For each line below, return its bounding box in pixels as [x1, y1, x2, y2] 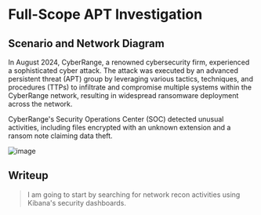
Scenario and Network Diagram [8, 37, 165, 50]
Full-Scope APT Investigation [8, 5, 203, 24]
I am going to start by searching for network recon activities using [27, 190, 241, 199]
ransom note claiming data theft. [8, 131, 113, 140]
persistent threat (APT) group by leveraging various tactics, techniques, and [8, 75, 253, 83]
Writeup [8, 169, 49, 182]
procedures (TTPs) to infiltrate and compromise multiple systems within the [8, 82, 252, 92]
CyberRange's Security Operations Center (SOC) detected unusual [8, 115, 224, 123]
